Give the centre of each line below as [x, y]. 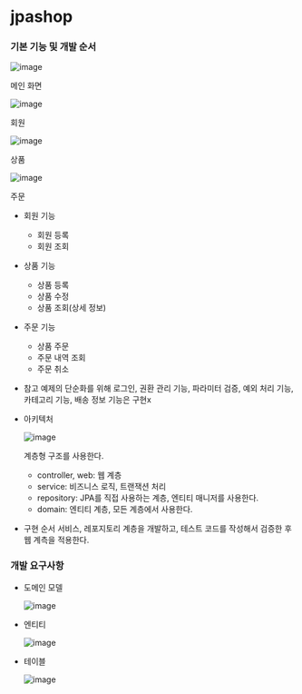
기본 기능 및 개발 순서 [53, 47]
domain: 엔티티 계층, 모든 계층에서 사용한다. [115, 510]
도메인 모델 [43, 587]
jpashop [42, 17]
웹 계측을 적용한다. [56, 540]
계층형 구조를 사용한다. [63, 456]
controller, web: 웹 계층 [79, 475]
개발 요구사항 [37, 566]
